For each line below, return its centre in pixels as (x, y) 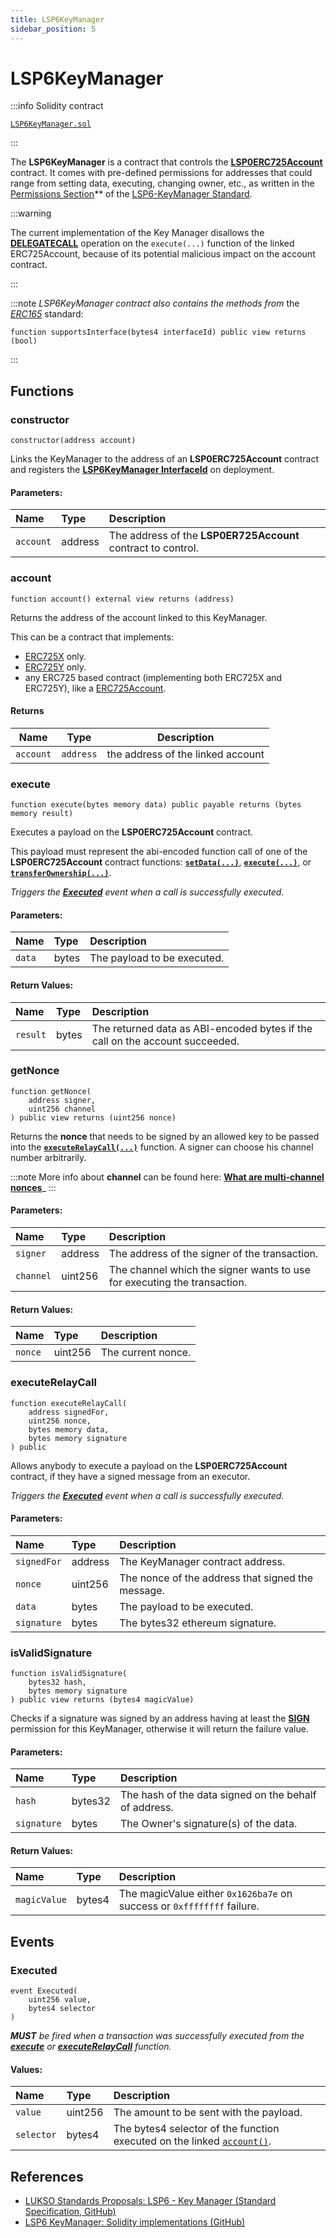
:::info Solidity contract (57, 106)
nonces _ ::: (33, 1187)
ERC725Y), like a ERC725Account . (95, 688)
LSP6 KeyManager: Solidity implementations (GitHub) (135, 2222)
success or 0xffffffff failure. (189, 1906)
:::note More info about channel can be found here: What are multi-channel (167, 1177)
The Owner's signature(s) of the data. (208, 1824)
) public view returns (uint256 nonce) (93, 1117)
